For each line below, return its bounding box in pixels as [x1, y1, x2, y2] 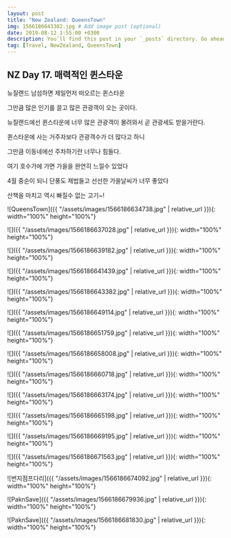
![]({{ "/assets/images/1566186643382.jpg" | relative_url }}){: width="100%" [7, 287, 222, 296]
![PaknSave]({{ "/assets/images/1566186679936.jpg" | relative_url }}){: [7, 495, 207, 503]
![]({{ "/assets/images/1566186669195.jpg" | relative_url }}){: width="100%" [7, 431, 221, 440]
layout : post [7, 10, 45, 17]
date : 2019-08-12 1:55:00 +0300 [7, 29, 100, 36]
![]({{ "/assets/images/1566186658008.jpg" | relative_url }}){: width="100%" [7, 349, 222, 358]
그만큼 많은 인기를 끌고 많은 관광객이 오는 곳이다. [7, 103, 137, 111]
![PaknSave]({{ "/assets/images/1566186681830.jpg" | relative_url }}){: [7, 515, 206, 524]
